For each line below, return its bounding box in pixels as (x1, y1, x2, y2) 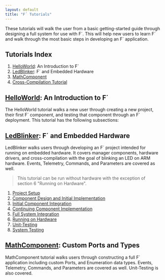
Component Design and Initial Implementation (12, 195, 105, 201)
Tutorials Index (5, 50, 52, 58)
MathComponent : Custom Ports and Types (5, 241, 140, 250)
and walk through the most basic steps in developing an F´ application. (5, 36, 149, 42)
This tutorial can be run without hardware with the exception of (17, 175, 146, 181)
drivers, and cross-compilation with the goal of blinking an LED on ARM (5, 155, 151, 161)
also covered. (5, 270, 33, 276)
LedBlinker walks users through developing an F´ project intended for (5, 144, 146, 150)
